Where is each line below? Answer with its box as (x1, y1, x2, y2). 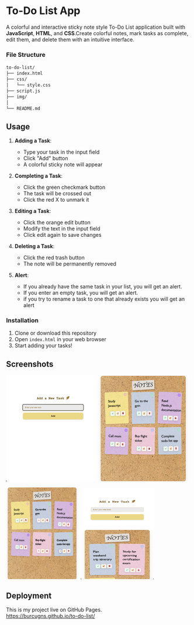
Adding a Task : (14, 137, 52, 144)
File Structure (6, 50, 46, 59)
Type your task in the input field (23, 148, 100, 156)
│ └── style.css (6, 82, 51, 89)
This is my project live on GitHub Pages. (6, 606, 102, 613)
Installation (6, 316, 39, 324)
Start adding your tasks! (14, 342, 72, 349)
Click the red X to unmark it (23, 196, 89, 203)
